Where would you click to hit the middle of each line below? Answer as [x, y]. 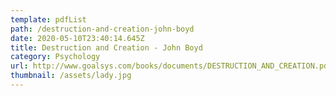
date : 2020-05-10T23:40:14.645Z [77, 38]
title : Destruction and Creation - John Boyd [106, 47]
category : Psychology [55, 57]
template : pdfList [48, 19]
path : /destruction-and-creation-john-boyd [102, 29]
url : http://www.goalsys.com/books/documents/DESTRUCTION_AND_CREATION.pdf [171, 66]
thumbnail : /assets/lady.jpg [71, 76]
